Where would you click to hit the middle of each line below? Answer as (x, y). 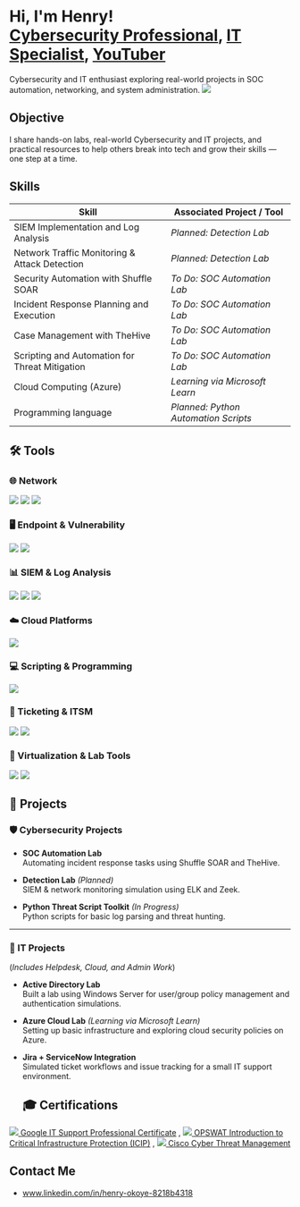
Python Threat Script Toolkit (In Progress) (100, 907)
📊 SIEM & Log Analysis (60, 572)
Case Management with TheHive (82, 335)
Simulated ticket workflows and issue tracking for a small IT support (147, 1067)
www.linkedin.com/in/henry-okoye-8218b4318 (108, 1193)
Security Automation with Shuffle (83, 278)
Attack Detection (49, 264)
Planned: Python (206, 407)
